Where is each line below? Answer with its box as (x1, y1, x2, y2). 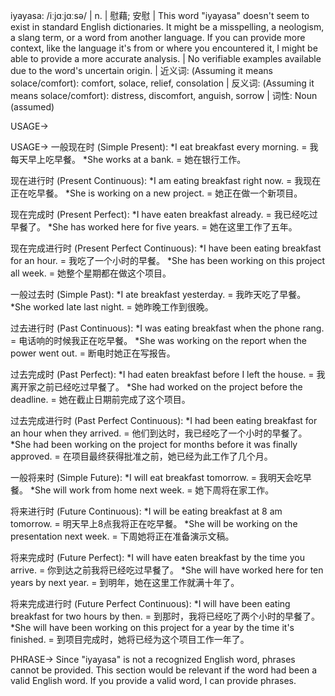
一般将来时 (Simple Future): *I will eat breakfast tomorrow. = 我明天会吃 (10, 472, 303, 483)
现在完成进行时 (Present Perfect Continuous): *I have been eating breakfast (10, 242, 322, 254)
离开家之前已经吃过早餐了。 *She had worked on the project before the (10, 381, 303, 393)
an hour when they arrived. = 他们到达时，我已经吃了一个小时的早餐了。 (10, 427, 308, 439)
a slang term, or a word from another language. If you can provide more (10, 32, 306, 43)
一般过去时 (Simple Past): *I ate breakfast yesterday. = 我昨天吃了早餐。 (10, 289, 307, 300)
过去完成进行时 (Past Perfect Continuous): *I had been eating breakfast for (10, 415, 318, 426)
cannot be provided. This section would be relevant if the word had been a (10, 664, 318, 676)
